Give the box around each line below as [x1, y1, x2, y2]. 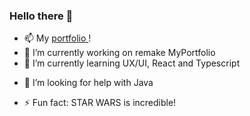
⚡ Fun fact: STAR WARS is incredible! [23, 97, 177, 109]
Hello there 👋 [9, 9, 74, 23]
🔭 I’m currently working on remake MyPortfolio [23, 47, 216, 59]
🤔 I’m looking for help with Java [23, 77, 154, 89]
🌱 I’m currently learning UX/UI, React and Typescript [23, 57, 241, 69]
